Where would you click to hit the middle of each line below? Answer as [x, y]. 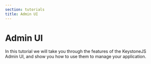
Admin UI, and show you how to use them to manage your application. [76, 57]
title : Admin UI [22, 14]
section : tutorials [25, 9]
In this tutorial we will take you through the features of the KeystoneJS [76, 51]
